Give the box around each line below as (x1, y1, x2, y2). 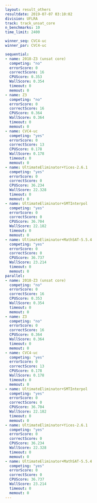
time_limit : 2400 (5, 30, 40, 35)
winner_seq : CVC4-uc (5, 38, 47, 44)
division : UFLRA (5, 16, 38, 21)
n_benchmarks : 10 (5, 25, 40, 30)
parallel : (5, 273, 25, 278)
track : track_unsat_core (5, 20, 55, 26)
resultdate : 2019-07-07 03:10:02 (5, 12, 73, 17)
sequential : (5, 52, 29, 56)
